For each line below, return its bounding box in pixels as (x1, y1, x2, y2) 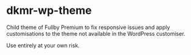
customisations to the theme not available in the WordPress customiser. (6, 30, 186, 37)
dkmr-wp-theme (6, 4, 92, 18)
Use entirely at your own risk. (6, 42, 80, 49)
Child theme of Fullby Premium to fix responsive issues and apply (6, 24, 170, 31)
